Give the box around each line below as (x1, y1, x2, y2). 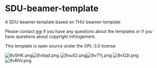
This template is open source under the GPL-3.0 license (5, 43, 116, 49)
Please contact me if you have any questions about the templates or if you (5, 28, 153, 34)
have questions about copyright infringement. (5, 34, 96, 39)
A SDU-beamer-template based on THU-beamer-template (5, 19, 121, 25)
